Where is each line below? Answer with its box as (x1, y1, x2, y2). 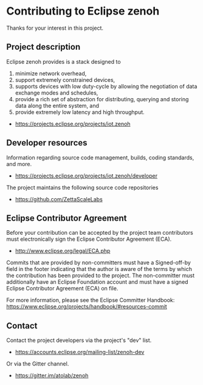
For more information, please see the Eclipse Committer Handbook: (6, 296, 175, 304)
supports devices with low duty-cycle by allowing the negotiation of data (15, 82, 198, 90)
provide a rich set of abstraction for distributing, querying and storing (15, 95, 189, 102)
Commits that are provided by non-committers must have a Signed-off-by (6, 259, 191, 266)
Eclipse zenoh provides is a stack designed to (6, 58, 121, 65)
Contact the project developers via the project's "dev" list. (6, 336, 152, 344)
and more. (6, 160, 32, 167)
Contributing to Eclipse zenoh (6, 4, 160, 18)
